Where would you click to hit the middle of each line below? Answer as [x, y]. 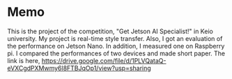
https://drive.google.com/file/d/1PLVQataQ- [104, 60]
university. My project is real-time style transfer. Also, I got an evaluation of [115, 38]
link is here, [24, 60]
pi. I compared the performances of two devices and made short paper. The [116, 53]
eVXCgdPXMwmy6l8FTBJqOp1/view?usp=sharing [79, 68]
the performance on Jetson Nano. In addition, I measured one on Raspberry [116, 46]
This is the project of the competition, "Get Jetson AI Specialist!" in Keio [110, 31]
